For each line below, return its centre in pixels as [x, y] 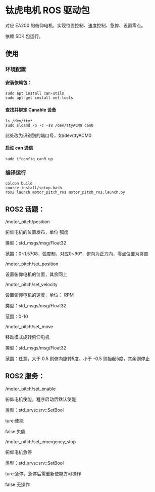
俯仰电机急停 [18, 452]
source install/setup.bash [34, 188]
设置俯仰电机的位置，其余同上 [36, 274]
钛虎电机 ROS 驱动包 [47, 10]
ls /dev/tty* [19, 121]
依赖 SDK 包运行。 [24, 36]
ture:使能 [15, 420]
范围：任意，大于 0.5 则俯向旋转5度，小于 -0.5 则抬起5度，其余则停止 [78, 359]
